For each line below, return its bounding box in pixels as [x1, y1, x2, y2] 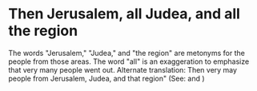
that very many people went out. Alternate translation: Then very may [8, 65, 238, 74]
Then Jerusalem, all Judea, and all [8, 5, 240, 23]
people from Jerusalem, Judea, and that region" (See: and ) [8, 73, 206, 83]
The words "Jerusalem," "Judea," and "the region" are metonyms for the [8, 48, 246, 57]
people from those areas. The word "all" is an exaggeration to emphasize [8, 57, 250, 66]
